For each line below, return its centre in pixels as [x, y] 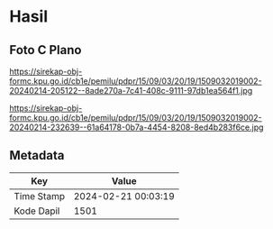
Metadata [37, 156]
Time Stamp [40, 196]
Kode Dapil [37, 211]
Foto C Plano [45, 50]
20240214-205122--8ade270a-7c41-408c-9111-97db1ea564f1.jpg [131, 91]
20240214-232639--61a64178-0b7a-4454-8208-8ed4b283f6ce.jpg [136, 127]
